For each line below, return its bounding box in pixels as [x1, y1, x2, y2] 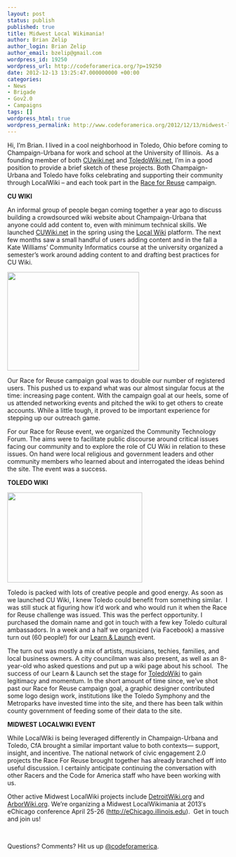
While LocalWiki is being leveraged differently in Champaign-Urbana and [7, 733, 218, 742]
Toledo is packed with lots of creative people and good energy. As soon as [7, 588, 223, 597]
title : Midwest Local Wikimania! [7, 30, 105, 37]
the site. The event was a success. [7, 464, 107, 473]
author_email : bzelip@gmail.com [7, 50, 102, 57]
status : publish [7, 17, 55, 24]
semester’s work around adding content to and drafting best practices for [7, 250, 220, 259]
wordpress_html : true [7, 115, 71, 122]
